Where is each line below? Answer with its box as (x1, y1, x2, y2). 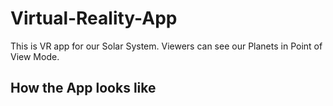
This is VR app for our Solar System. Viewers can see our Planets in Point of (10, 40, 323, 52)
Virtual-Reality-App (10, 7, 178, 30)
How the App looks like (10, 80, 157, 97)
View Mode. (10, 50, 60, 62)
